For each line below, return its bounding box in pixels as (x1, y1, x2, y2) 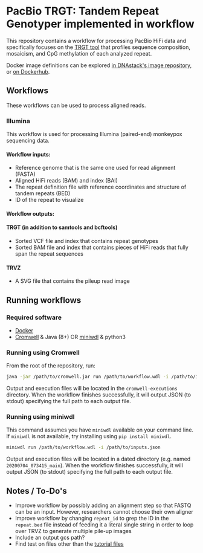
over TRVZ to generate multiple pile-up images (14, 528, 132, 535)
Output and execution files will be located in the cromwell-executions (6, 385, 178, 392)
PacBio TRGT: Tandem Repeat (6, 4, 159, 18)
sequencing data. (6, 137, 50, 144)
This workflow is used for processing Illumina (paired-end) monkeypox (6, 131, 182, 138)
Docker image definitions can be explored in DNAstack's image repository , (6, 62, 192, 69)
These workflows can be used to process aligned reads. (6, 102, 146, 109)
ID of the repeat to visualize (14, 196, 84, 204)
